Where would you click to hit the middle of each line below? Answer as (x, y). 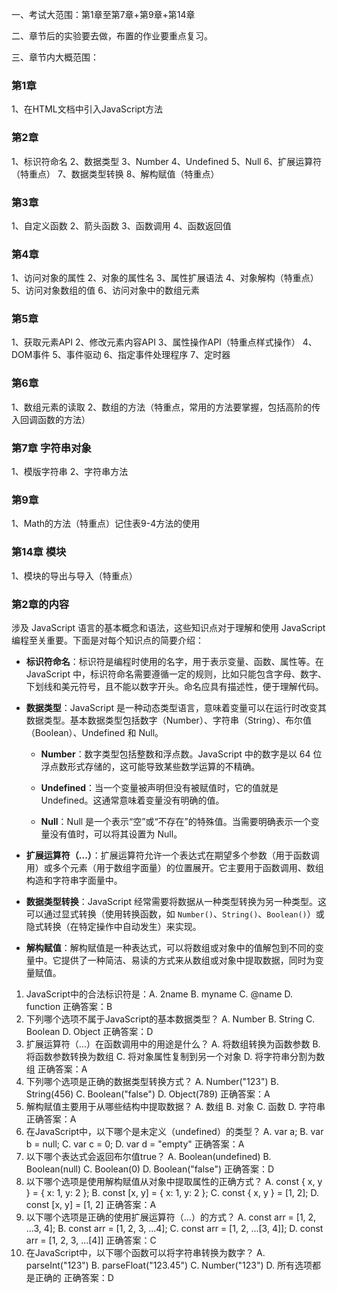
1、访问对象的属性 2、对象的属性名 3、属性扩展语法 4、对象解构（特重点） (165, 278)
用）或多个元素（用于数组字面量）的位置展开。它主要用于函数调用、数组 (174, 867)
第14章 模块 (39, 552)
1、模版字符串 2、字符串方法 (70, 472)
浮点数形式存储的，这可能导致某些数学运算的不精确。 (150, 766)
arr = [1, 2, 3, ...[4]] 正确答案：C (91, 1240)
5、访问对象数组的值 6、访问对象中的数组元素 (105, 290)
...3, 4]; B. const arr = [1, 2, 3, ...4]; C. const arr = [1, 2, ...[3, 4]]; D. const (174, 1228)
